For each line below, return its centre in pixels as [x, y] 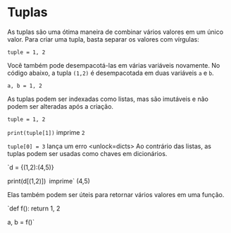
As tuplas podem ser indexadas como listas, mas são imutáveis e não [108, 99]
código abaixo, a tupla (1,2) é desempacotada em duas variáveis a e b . [111, 73]
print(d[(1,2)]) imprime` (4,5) [49, 181]
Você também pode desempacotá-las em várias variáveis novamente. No [114, 65]
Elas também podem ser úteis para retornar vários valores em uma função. [116, 194]
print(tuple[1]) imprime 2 [46, 132]
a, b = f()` [21, 222]
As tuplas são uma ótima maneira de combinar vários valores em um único [115, 32]
